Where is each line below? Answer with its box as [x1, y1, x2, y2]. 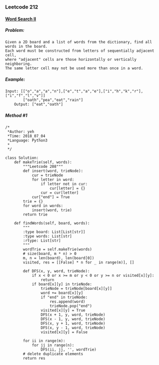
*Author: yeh [7, 129, 35, 134]
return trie [23, 212, 48, 217]
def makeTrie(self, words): [14, 160, 72, 165]
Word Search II [5, 16, 36, 22]
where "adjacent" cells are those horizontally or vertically [5, 57, 137, 62]
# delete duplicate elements [23, 352, 83, 357]
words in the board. [5, 44, 48, 49]
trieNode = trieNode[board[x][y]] [40, 286, 112, 291]
